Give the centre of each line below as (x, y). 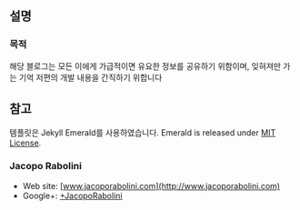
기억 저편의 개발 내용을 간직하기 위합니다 (90, 77)
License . (25, 143)
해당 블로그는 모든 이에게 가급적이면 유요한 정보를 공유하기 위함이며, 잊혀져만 (145, 65)
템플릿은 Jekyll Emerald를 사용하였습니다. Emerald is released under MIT (143, 132)
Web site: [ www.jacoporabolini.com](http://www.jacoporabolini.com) (151, 185)
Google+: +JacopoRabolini (72, 195)
